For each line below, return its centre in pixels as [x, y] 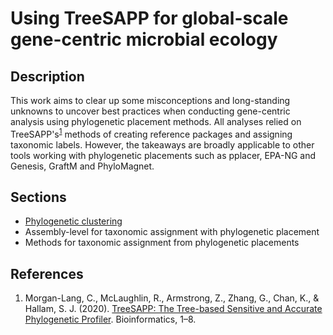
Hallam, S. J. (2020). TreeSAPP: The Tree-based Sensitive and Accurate [173, 309]
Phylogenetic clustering [73, 221]
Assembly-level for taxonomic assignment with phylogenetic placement [172, 232]
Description [47, 76]
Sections [38, 197]
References [47, 273]
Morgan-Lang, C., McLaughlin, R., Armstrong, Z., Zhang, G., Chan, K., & [172, 298]
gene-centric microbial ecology [144, 39]
